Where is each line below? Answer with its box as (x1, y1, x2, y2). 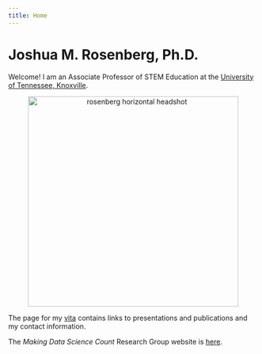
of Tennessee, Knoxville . (8, 80, 89, 89)
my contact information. (8, 322, 86, 331)
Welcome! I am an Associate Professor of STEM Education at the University (8, 72, 254, 82)
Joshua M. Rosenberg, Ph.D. (8, 45, 199, 63)
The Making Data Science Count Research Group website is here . (8, 337, 223, 346)
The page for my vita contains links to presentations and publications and (8, 313, 248, 322)
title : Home (8, 11, 47, 20)
